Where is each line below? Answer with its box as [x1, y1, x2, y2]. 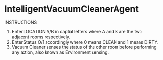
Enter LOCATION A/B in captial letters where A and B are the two [11, 29, 142, 34]
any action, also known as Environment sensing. [11, 49, 109, 55]
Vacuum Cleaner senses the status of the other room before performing [11, 44, 157, 50]
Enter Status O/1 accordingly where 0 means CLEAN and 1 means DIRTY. [11, 39, 159, 45]
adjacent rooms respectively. [11, 34, 70, 40]
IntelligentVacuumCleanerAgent [4, 3, 139, 15]
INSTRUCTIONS [4, 19, 37, 25]
